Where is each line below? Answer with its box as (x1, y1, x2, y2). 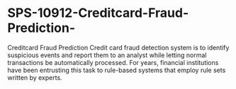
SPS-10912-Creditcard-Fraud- (7, 5, 189, 21)
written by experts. (7, 73, 62, 82)
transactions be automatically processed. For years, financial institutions (7, 58, 219, 66)
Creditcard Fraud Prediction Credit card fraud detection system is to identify (7, 43, 230, 52)
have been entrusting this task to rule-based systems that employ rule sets (7, 66, 226, 74)
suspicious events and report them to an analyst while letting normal (7, 51, 207, 59)
